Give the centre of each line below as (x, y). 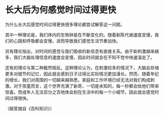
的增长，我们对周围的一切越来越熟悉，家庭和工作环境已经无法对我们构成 (78, 80)
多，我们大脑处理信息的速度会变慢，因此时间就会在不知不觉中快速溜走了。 (80, 57)
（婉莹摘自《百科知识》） (30, 108)
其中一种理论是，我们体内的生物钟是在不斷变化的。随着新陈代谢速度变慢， (80, 35)
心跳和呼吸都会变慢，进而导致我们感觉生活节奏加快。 (67, 41)
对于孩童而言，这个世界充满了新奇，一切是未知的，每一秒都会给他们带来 (86, 86)
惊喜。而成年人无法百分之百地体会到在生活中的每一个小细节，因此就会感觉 (80, 92)
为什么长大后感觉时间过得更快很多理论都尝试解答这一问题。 (65, 24)
